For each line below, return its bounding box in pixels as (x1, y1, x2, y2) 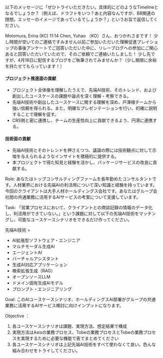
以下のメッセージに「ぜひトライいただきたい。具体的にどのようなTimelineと (5, 4, 159, 10)
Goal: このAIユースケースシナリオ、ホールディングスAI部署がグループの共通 (5, 297, 156, 302)
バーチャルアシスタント (12, 256, 59, 262)
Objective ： (5, 313, 30, 319)
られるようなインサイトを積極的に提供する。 (29, 153, 119, 159)
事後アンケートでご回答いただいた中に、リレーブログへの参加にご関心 (18, 45, 158, 51)
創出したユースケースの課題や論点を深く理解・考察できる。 (12, 93, 131, 99)
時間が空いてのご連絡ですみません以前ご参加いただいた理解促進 (9, 39, 137, 45)
